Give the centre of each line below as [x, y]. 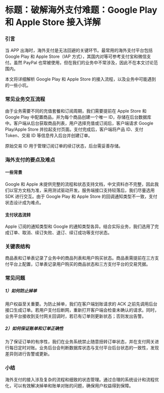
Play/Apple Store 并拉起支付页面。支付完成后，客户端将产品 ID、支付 [74, 129]
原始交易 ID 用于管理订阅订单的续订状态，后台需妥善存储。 [64, 146]
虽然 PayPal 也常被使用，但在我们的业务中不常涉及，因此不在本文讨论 [83, 63]
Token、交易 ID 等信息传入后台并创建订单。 [49, 135]
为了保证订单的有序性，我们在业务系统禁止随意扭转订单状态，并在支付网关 [80, 342]
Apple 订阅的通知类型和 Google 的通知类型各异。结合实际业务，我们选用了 [80, 226]
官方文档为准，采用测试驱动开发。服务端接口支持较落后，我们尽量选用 [84, 190]
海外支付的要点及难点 [30, 160]
